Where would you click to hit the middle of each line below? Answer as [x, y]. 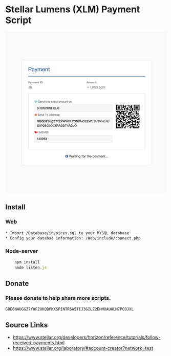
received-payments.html [39, 343]
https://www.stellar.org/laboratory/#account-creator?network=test [83, 348]
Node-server [22, 251]
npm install [27, 262]
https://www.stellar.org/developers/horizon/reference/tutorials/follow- [87, 337]
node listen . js [31, 268]
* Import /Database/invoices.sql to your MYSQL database [67, 233]
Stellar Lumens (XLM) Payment [73, 9]
